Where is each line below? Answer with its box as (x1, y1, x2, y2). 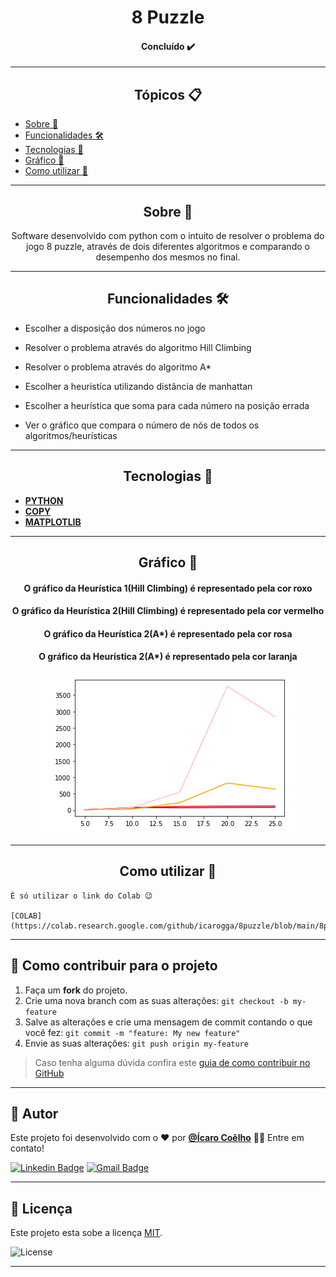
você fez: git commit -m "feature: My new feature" (24, 1026, 241, 1038)
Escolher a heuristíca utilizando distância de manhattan (24, 380, 253, 392)
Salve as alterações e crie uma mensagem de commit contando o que (24, 1016, 313, 1028)
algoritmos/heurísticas (24, 429, 118, 441)
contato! (10, 1142, 45, 1155)
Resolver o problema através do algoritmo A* (24, 361, 212, 373)
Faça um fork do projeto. (24, 984, 128, 996)
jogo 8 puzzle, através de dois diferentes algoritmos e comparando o (26, 241, 310, 253)
